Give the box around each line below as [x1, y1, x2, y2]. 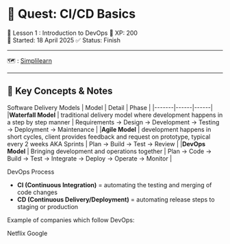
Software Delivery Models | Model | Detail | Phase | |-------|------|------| [7, 103, 214, 111]
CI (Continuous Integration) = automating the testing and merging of [16, 180, 212, 189]
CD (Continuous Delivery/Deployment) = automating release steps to [16, 195, 215, 204]
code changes [16, 188, 58, 196]
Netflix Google [7, 229, 48, 237]
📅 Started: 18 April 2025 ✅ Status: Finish [7, 36, 121, 44]
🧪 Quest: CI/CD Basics [7, 6, 136, 22]
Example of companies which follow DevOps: [7, 215, 135, 224]
